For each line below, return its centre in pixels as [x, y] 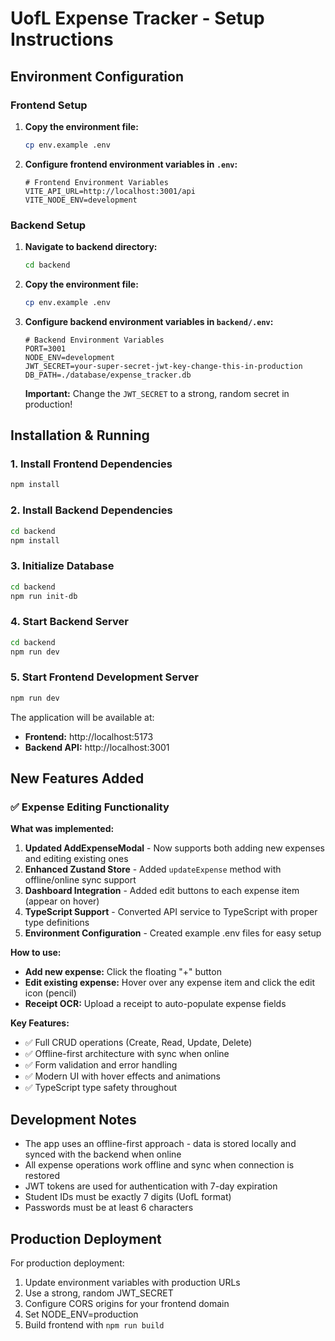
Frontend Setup [49, 105]
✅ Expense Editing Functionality [90, 807]
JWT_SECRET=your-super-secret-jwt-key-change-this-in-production [163, 366]
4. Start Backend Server [69, 622]
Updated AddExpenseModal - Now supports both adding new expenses [174, 848]
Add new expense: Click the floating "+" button [123, 972]
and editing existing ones [76, 859]
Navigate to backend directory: [91, 247]
